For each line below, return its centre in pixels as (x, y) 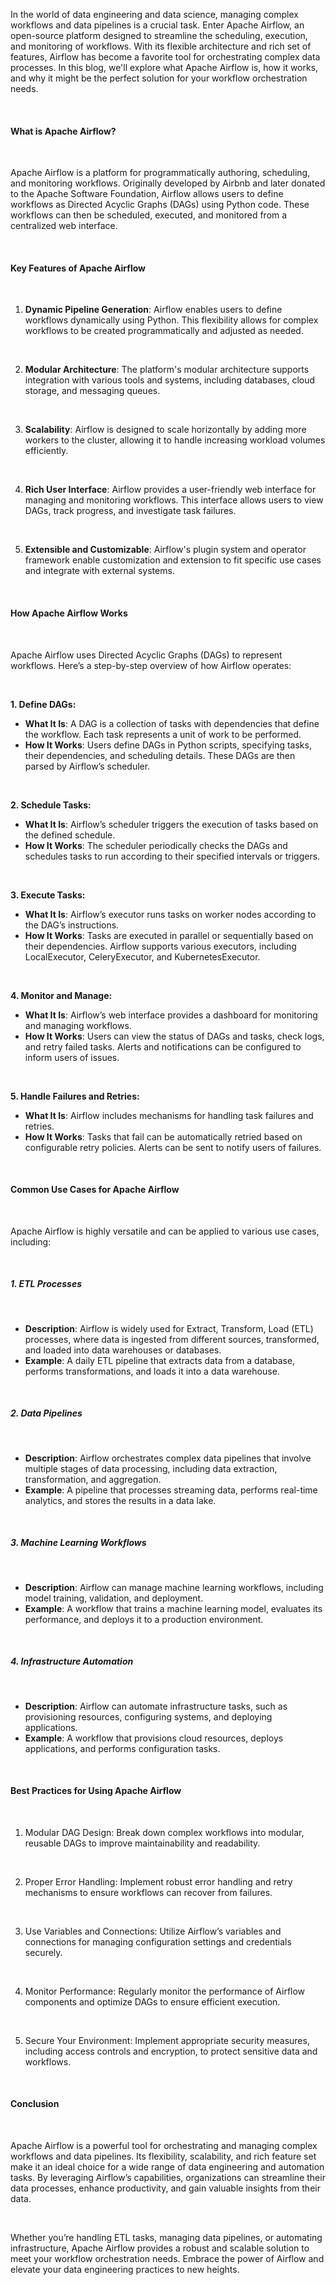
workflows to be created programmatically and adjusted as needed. (164, 331)
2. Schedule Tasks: (51, 805)
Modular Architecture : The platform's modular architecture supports (167, 370)
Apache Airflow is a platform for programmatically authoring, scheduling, (160, 173)
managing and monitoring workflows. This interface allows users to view (174, 500)
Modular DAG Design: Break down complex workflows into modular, (164, 1832)
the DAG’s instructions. (72, 925)
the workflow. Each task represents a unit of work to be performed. (163, 734)
